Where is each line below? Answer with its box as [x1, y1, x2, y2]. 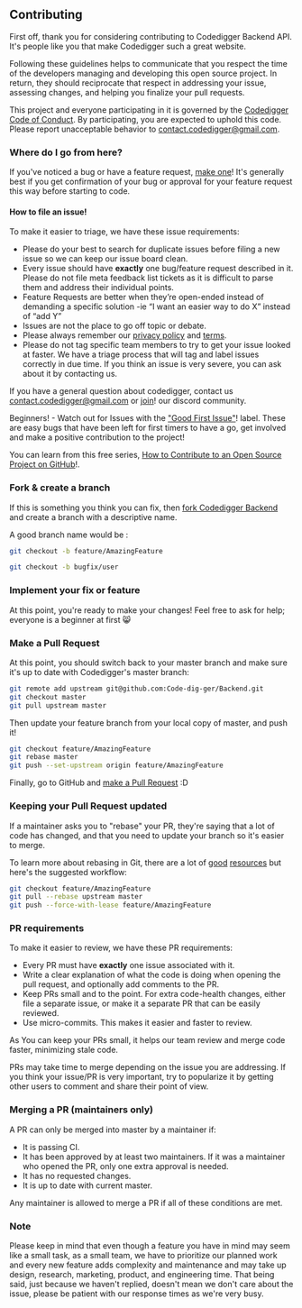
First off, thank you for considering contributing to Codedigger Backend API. [9, 31, 293, 41]
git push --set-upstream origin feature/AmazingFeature [9, 761, 224, 770]
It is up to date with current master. [22, 1180, 153, 1191]
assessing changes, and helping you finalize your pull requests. [9, 87, 245, 97]
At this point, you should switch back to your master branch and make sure [9, 657, 288, 668]
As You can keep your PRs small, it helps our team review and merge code [9, 1035, 286, 1046]
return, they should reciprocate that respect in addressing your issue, [9, 77, 267, 88]
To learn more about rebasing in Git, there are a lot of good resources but [9, 856, 282, 868]
